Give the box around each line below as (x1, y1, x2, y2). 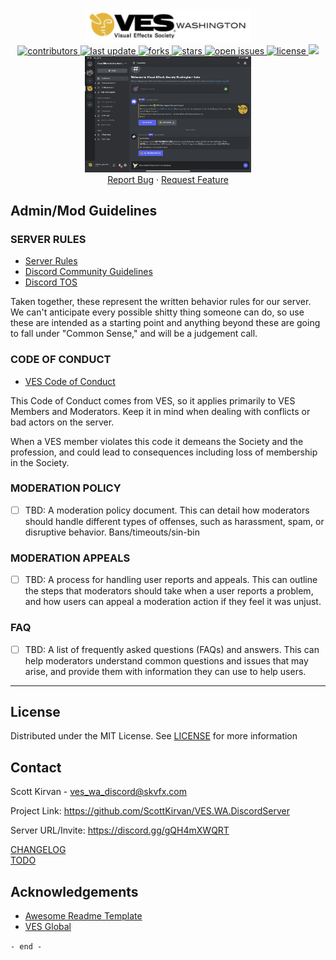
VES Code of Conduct (24, 375, 116, 387)
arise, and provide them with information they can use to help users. (24, 665, 307, 677)
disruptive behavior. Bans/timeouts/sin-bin (24, 526, 201, 538)
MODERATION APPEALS (10, 551, 131, 565)
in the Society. (10, 456, 70, 468)
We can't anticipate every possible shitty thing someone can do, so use (10, 306, 305, 318)
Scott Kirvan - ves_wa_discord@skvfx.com (10, 786, 188, 798)
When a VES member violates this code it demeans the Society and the (10, 435, 304, 447)
